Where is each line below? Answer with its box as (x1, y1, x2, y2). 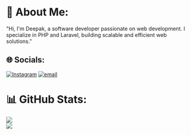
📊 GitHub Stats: (6, 92, 87, 106)
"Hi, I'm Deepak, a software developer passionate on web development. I (6, 25, 186, 32)
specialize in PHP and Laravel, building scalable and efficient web (6, 31, 167, 38)
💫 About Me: (6, 5, 69, 19)
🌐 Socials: (6, 55, 45, 65)
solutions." (6, 37, 32, 45)
